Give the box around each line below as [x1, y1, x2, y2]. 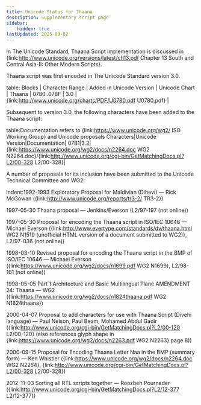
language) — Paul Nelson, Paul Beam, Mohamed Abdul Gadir [6, 317, 158, 325]
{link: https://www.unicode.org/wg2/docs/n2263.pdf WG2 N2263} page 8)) [6, 337, 192, 344]
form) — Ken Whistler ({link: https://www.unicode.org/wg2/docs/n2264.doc [6, 355, 193, 362]
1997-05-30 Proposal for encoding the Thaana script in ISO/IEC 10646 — [6, 218, 187, 226]
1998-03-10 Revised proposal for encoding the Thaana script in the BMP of [6, 249, 193, 257]
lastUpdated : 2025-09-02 [6, 31, 69, 37]
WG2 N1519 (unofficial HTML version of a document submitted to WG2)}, [6, 231, 187, 238]
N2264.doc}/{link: [6, 152, 51, 160]
